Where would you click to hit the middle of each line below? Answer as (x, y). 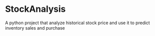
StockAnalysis (35, 9)
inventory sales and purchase (35, 28)
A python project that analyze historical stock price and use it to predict (77, 23)
